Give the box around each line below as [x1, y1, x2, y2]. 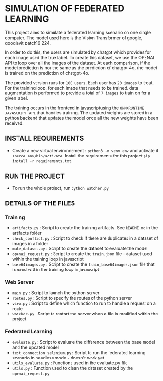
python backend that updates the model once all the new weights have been [5, 115, 158, 121]
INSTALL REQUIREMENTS [5, 134, 84, 143]
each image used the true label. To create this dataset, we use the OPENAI [5, 54, 155, 60]
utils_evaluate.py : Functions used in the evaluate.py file [12, 360, 128, 366]
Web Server [5, 279, 34, 286]
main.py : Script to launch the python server [12, 290, 100, 296]
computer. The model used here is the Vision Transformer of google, [5, 35, 143, 41]
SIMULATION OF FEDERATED [5, 3, 125, 14]
